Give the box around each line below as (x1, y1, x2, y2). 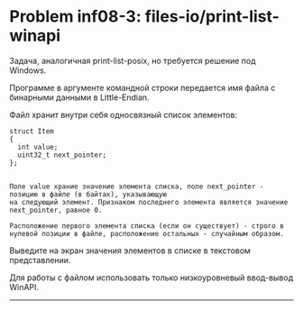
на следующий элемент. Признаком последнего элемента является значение (9, 197, 289, 206)
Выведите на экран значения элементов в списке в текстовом (9, 245, 251, 256)
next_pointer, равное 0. (9, 205, 103, 214)
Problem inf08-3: (9, 6, 142, 27)
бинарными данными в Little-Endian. (9, 92, 151, 103)
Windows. (9, 65, 47, 76)
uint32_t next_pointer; (17, 150, 106, 160)
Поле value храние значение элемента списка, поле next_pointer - (9, 182, 264, 191)
